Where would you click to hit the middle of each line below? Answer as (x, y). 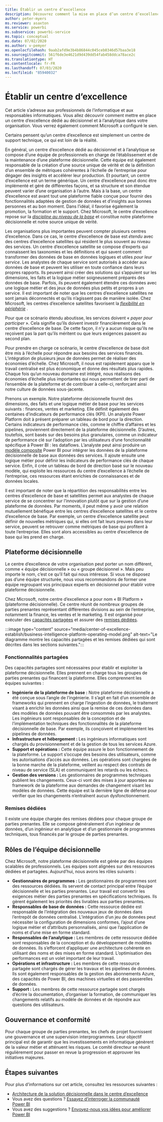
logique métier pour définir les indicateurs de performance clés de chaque (79, 460)
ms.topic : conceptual (27, 37)
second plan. (18, 338)
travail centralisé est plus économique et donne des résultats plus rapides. (79, 368)
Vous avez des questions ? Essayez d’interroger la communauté (76, 1099)
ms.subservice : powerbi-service (38, 32)
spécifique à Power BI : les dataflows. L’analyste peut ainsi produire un (75, 445)
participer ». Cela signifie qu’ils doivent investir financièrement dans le (75, 323)
